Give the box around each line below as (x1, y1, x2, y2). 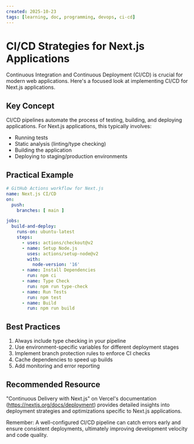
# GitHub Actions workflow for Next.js (6, 186, 104, 192)
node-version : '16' (32, 262, 81, 268)
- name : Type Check (21, 278, 69, 284)
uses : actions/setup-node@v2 (27, 251, 99, 256)
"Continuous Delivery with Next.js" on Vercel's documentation (6, 395, 157, 402)
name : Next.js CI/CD (6, 191, 57, 197)
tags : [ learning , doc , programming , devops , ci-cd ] (6, 14, 135, 20)
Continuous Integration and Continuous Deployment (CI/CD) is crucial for (6, 71, 183, 78)
